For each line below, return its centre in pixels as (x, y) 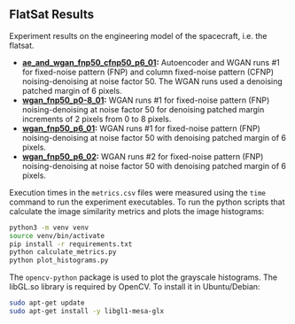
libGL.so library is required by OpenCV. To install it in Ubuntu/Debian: (135, 287)
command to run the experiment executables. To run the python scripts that (147, 202)
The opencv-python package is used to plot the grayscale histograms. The (143, 277)
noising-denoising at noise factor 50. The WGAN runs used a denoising (152, 81)
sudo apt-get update (47, 303)
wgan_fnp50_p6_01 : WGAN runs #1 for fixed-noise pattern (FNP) (141, 128)
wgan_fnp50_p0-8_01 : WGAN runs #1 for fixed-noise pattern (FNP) (146, 100)
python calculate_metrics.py (63, 252)
